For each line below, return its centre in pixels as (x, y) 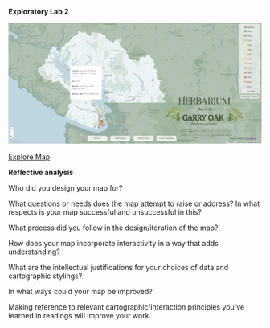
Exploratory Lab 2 (39, 12)
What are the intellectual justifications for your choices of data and (119, 268)
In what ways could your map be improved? (80, 292)
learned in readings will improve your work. (80, 316)
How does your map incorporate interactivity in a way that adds (113, 244)
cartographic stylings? (45, 276)
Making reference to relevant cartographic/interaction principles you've (127, 307)
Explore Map (29, 157)
